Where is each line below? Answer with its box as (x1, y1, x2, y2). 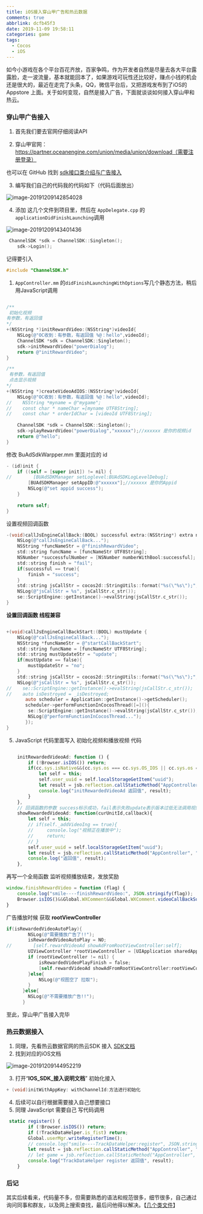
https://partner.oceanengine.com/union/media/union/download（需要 (14, 148, 188, 155)
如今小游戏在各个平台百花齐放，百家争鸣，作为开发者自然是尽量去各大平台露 (6, 66, 197, 73)
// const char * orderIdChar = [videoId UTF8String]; (6, 411, 153, 417)
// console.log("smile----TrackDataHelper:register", (28, 1141, 166, 1147)
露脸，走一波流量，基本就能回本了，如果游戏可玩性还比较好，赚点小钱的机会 (6, 73, 197, 81)
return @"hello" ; (17, 433, 61, 439)
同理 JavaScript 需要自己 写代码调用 (14, 1106, 105, 1114)
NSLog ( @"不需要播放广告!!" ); (28, 994, 95, 1000)
